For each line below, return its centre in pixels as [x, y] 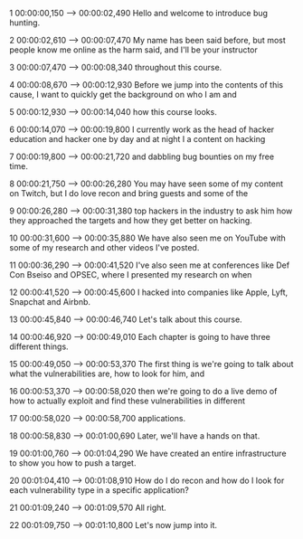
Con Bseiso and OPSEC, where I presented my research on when [131, 274]
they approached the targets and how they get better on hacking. [131, 220]
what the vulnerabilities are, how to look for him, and [107, 374]
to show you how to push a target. [73, 463]
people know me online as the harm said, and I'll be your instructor [133, 50]
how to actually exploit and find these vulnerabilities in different [128, 401]
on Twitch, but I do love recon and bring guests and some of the [129, 193]
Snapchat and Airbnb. [50, 302]
